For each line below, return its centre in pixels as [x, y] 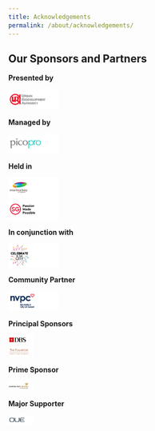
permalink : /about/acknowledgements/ [71, 25]
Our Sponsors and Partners [78, 59]
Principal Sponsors [41, 324]
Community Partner [42, 279]
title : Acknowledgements [50, 17]
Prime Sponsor [34, 369]
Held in [20, 166]
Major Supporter [36, 403]
